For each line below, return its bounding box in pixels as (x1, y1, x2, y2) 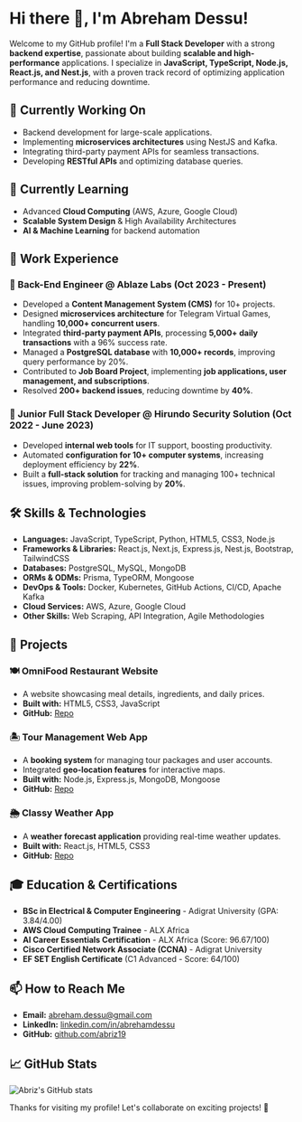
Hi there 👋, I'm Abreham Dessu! (9, 8, 249, 29)
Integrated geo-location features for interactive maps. (22, 764, 225, 776)
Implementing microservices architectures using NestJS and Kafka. (22, 136, 278, 147)
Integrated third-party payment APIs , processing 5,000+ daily (22, 327, 259, 338)
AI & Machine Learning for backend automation (22, 225, 200, 236)
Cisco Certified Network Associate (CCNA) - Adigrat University (22, 944, 263, 955)
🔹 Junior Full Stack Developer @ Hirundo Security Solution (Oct (9, 408, 292, 420)
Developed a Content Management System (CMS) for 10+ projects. (22, 298, 276, 310)
